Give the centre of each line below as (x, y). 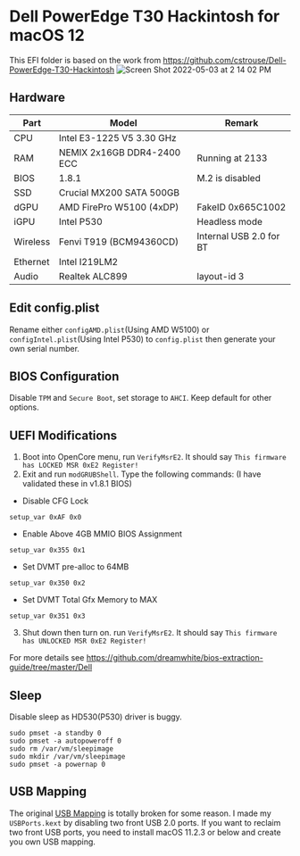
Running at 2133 (232, 158)
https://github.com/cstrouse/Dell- (225, 60)
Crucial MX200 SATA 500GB (119, 192)
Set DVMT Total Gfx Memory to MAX (90, 600)
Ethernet (32, 262)
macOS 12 (47, 35)
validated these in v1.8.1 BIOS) (77, 484)
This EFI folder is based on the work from (85, 60)
